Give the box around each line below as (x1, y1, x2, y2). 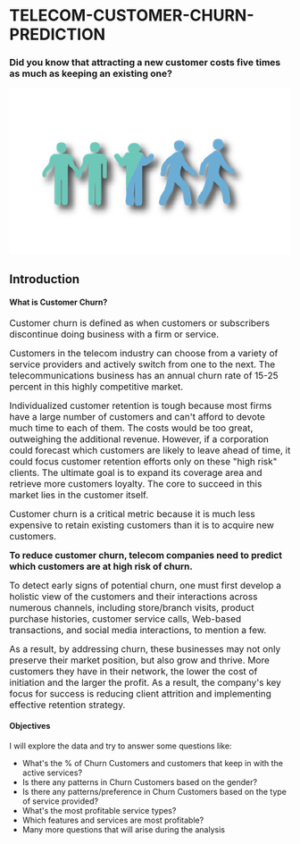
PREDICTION (9, 24, 105, 45)
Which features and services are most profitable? (21, 815, 204, 825)
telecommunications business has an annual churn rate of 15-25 (9, 369, 279, 381)
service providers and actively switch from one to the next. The (9, 358, 275, 371)
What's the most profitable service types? (21, 805, 177, 815)
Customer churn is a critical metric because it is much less (9, 507, 256, 520)
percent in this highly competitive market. (9, 380, 184, 393)
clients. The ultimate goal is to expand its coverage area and (9, 466, 262, 479)
